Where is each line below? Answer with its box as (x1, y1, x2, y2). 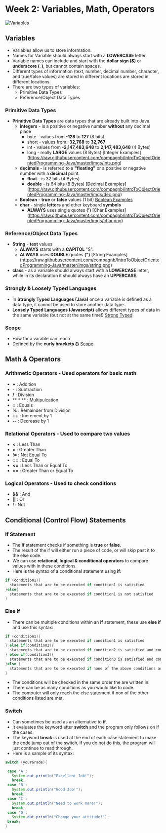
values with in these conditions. (12, 563, 77, 569)
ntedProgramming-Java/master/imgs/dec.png (27, 192, 121, 198)
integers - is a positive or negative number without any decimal (19, 123, 150, 129)
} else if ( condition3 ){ (5, 652, 54, 657)
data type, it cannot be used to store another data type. (12, 301, 125, 307)
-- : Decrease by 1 (12, 418, 49, 424)
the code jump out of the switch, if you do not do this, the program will (12, 740, 156, 746)
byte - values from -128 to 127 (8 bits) (27, 134, 105, 140)
